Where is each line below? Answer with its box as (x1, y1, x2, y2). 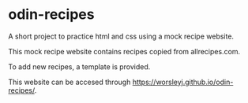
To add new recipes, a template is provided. (8, 61, 151, 72)
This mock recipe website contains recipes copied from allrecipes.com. (8, 46, 241, 56)
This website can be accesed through (8, 77, 131, 86)
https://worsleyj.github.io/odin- (132, 77, 234, 86)
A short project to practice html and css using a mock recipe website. (8, 31, 235, 41)
